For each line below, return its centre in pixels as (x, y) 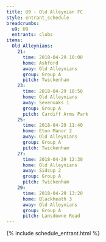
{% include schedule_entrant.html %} (53, 233)
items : (15, 40)
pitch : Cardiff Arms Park (55, 114)
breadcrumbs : (23, 23)
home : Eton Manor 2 (47, 131)
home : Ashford (41, 63)
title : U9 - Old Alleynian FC (45, 12)
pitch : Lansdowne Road (51, 216)
